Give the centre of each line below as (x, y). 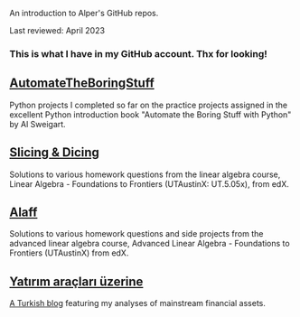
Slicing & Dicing (54, 153)
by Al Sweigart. (37, 124)
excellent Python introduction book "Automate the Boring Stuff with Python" (150, 114)
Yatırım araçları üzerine (76, 281)
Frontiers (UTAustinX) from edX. (69, 253)
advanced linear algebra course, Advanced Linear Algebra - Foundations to (150, 244)
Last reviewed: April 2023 (57, 30)
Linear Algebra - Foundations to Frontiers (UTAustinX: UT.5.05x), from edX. (149, 183)
